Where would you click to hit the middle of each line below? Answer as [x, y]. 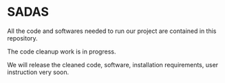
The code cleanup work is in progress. [62, 51]
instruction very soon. [38, 72]
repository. [22, 38]
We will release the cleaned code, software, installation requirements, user [113, 64]
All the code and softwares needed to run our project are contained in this [112, 31]
